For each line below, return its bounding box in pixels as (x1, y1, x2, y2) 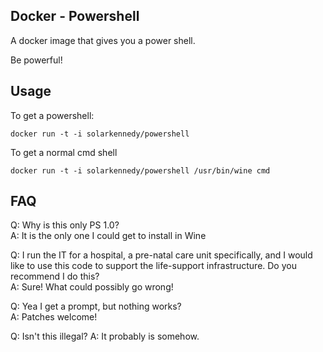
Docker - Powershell (10, 8, 140, 25)
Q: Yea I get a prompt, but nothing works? (10, 300, 182, 313)
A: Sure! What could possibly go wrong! (10, 281, 174, 293)
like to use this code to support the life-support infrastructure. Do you (10, 260, 297, 272)
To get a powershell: (10, 109, 95, 121)
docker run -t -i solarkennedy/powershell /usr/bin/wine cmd (10, 165, 271, 176)
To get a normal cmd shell (10, 146, 118, 158)
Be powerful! (10, 54, 63, 66)
